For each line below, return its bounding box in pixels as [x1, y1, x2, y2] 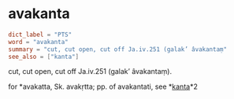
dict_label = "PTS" [8, 31, 72, 38]
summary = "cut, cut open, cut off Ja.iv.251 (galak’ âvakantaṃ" [8, 45, 227, 53]
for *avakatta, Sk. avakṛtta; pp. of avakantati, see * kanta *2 [8, 82, 199, 91]
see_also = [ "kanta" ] [8, 53, 80, 60]
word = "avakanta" [8, 38, 69, 46]
